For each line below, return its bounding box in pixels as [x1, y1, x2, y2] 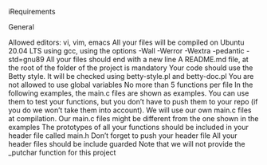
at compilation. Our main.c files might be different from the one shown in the [8, 114, 259, 123]
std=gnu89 [8, 55, 45, 64]
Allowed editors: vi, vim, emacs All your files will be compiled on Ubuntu [8, 37, 245, 47]
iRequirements [8, 7, 56, 16]
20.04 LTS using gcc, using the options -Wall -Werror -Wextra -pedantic [8, 46, 245, 55]
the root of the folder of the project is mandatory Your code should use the [8, 63, 253, 73]
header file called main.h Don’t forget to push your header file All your [8, 131, 238, 140]
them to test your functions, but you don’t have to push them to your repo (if [8, 97, 258, 106]
